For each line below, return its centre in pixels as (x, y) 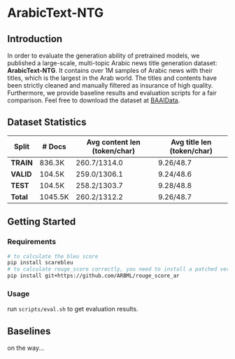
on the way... (26, 348)
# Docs (54, 147)
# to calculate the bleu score (53, 256)
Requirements (32, 242)
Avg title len (191, 142)
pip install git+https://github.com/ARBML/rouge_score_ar (93, 276)
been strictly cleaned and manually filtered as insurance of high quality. (110, 85)
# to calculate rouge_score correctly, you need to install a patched (112, 269)
